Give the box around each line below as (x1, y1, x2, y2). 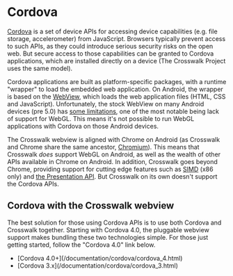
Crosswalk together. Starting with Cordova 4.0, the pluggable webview (7, 225, 210, 234)
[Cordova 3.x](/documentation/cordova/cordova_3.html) (17, 261, 179, 270)
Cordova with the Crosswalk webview (7, 200, 175, 212)
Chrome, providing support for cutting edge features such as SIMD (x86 (7, 165, 214, 173)
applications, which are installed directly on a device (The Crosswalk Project (7, 56, 226, 65)
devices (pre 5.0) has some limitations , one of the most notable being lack (7, 107, 219, 115)
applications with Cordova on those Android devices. (7, 122, 159, 130)
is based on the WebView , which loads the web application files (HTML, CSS (7, 92, 226, 101)
